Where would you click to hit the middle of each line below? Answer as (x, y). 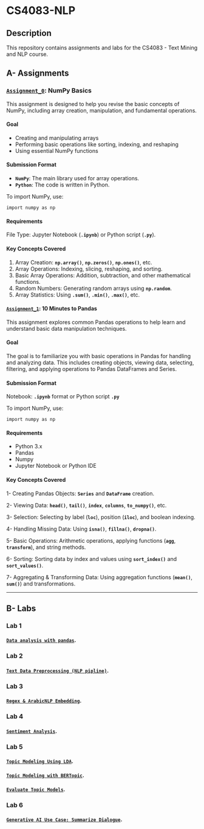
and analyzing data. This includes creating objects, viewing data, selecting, (100, 362)
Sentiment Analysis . (32, 731)
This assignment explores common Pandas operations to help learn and (96, 322)
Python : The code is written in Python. (62, 185)
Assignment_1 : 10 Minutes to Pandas (52, 309)
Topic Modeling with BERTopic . (46, 775)
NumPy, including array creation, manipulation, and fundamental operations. (102, 110)
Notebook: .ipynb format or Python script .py (63, 397)
